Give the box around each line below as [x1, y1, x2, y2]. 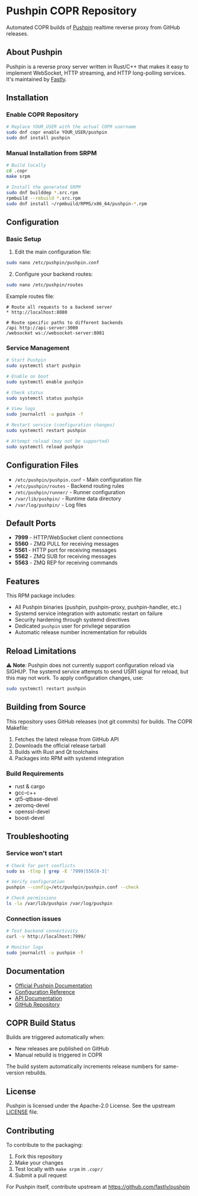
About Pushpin [6, 47, 63, 57]
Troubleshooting [6, 832, 69, 842]
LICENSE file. [6, 1108, 39, 1115]
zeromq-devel [14, 801, 49, 808]
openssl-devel [14, 808, 50, 815]
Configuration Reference [14, 988, 75, 995]
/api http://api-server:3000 [6, 325, 78, 331]
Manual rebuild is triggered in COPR [14, 1051, 103, 1059]
